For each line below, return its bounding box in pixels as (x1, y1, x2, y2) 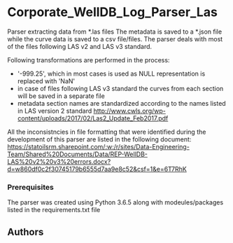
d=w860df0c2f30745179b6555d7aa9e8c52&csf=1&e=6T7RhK (7, 165, 187, 173)
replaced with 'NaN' (17, 76, 76, 85)
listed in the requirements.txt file (7, 206, 101, 214)
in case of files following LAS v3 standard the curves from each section (17, 84, 224, 92)
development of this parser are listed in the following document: (7, 134, 192, 144)
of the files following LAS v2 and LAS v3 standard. (7, 42, 153, 50)
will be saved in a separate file (17, 92, 105, 100)
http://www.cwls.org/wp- (93, 106, 166, 115)
